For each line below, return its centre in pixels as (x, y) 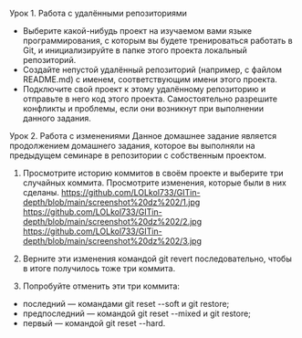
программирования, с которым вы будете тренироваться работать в (158, 41)
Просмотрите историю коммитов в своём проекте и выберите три (153, 173)
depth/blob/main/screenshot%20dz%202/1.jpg (111, 202)
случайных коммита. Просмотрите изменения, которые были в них (155, 183)
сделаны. (41, 192)
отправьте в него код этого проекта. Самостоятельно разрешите (150, 99)
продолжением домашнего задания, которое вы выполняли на (132, 146)
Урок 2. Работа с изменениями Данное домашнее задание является (143, 136)
